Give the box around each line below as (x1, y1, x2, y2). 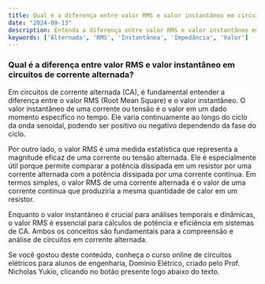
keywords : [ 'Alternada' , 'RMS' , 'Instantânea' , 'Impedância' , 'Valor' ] (8, 33, 248, 42)
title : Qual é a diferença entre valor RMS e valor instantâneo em (8, 11, 235, 20)
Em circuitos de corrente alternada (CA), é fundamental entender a (8, 87, 226, 97)
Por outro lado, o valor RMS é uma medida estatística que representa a (8, 144, 238, 153)
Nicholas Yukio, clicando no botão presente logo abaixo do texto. (8, 267, 220, 276)
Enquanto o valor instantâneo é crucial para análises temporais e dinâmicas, (8, 209, 256, 219)
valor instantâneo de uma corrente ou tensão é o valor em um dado (8, 104, 227, 113)
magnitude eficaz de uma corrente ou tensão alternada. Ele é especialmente (8, 153, 256, 162)
